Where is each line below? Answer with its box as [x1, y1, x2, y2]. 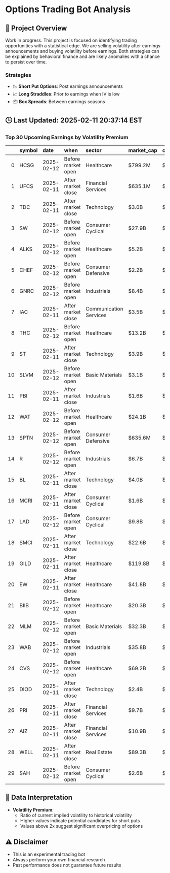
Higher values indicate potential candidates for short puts [20, 817, 140, 824]
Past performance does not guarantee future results [12, 862, 121, 868]
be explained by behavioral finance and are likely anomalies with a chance [5, 53, 160, 59]
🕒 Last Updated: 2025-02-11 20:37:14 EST [5, 116, 143, 124]
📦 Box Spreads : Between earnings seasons [12, 99, 105, 105]
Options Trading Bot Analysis [5, 4, 131, 15]
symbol [19, 146, 38, 153]
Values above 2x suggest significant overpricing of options [20, 823, 143, 829]
